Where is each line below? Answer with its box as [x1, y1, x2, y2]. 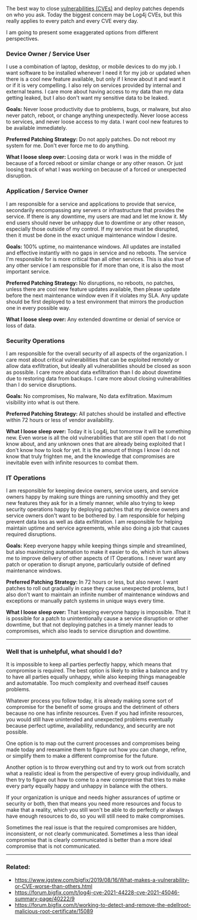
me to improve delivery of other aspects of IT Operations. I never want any [6, 555, 186, 562]
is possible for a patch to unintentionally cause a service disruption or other [6, 615, 189, 622]
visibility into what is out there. [6, 399, 80, 406]
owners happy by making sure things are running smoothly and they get [6, 493, 180, 500]
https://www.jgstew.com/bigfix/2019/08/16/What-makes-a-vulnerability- [14, 876, 190, 884]
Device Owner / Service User [6, 49, 90, 58]
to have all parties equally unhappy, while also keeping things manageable [6, 673, 186, 681]
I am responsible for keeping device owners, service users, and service [6, 487, 179, 494]
